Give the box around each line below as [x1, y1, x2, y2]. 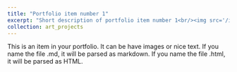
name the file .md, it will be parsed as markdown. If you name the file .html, [7, 50, 226, 58]
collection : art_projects [7, 23, 83, 30]
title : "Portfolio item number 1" [7, 10, 109, 17]
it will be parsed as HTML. [7, 57, 83, 66]
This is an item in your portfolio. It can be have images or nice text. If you [7, 43, 219, 51]
